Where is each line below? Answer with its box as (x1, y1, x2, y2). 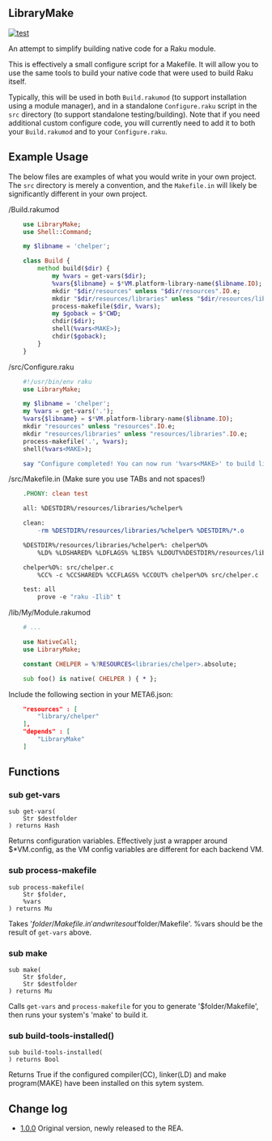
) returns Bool (8, 1056, 60, 1064)
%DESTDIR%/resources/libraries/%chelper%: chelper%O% (23, 541, 208, 549)
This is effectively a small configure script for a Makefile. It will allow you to (8, 59, 259, 69)
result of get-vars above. (8, 927, 92, 937)
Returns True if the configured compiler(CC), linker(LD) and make (8, 1070, 227, 1079)
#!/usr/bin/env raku (23, 377, 92, 385)
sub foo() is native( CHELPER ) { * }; (23, 675, 158, 683)
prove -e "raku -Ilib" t (37, 593, 121, 602)
